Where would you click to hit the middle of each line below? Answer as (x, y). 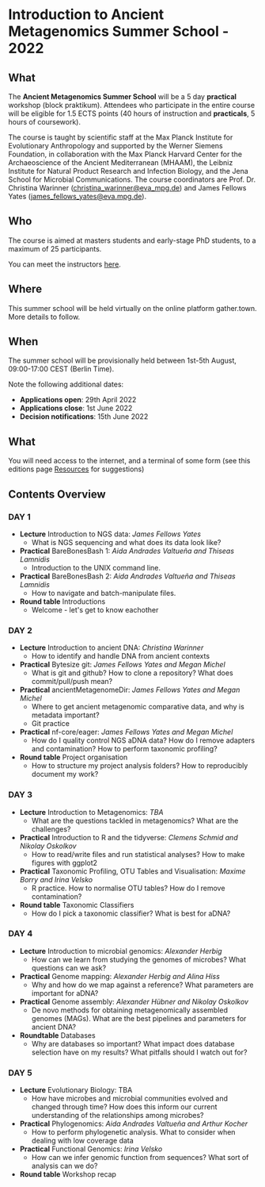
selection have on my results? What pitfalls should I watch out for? (139, 1052)
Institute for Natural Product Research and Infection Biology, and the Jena (129, 171)
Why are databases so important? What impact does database (133, 1043)
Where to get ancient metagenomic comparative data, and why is (138, 707)
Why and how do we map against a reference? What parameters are (142, 985)
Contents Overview (57, 494)
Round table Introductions (62, 601)
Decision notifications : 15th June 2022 (84, 417)
